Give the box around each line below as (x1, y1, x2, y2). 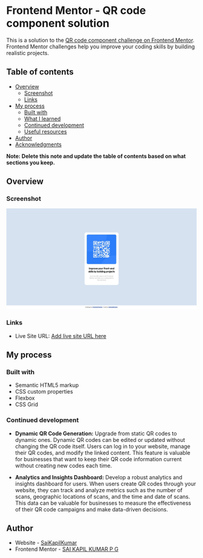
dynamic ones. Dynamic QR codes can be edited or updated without (14, 436, 185, 443)
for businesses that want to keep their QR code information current (14, 455, 182, 462)
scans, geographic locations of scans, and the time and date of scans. (14, 493, 190, 500)
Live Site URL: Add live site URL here (14, 332, 107, 339)
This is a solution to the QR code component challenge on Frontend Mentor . (6, 36, 195, 44)
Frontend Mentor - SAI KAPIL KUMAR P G (14, 545, 119, 553)
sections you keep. (6, 158, 56, 166)
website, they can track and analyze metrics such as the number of (14, 486, 183, 493)
